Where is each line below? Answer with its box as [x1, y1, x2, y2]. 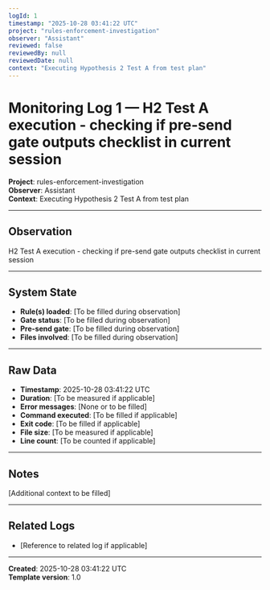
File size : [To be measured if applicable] [19, 427, 154, 437]
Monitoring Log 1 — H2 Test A [8, 98, 209, 117]
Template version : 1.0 [8, 572, 82, 582]
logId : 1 [8, 11, 38, 20]
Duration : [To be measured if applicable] [19, 394, 155, 403]
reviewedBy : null [8, 49, 67, 57]
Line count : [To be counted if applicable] [19, 436, 156, 446]
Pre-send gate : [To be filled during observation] [19, 324, 180, 334]
